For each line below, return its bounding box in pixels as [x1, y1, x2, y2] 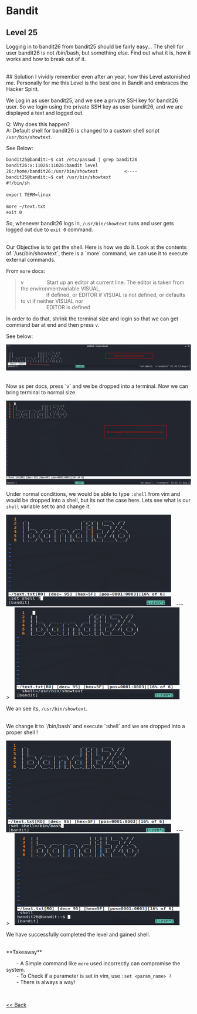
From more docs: [6, 268, 46, 274]
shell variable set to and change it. [6, 503, 91, 510]
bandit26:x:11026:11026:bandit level [6, 163, 98, 168]
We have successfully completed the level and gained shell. [6, 931, 151, 938]
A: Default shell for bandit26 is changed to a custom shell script [6, 127, 160, 134]
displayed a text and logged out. [6, 110, 84, 116]
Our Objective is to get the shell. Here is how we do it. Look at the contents [6, 244, 187, 251]
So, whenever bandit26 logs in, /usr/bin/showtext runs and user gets [6, 220, 174, 227]
